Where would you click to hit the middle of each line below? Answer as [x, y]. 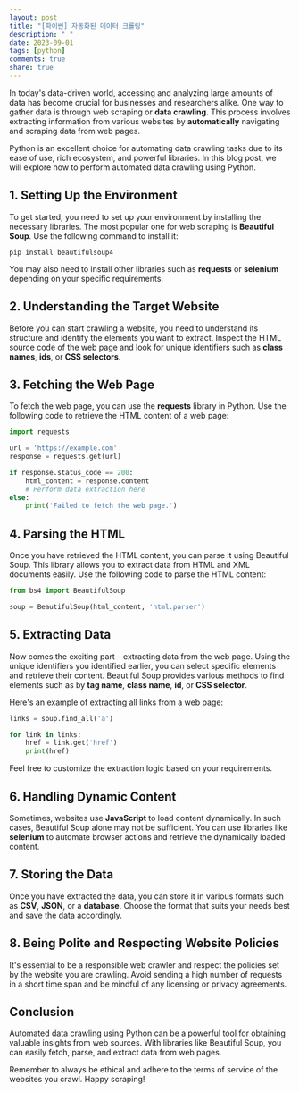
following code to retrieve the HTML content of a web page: [119, 416]
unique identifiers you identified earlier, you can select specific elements [143, 665]
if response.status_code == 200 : [71, 472]
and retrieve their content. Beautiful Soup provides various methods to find [147, 675]
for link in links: [46, 734]
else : [19, 497]
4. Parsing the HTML [67, 534]
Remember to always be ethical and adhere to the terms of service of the [144, 1070]
